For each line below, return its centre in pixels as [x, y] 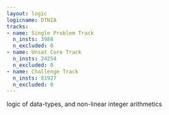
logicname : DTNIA [32, 20]
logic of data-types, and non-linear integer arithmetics [84, 104]
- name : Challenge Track [42, 71]
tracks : [18, 26]
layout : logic [27, 14]
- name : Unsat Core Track [44, 53]
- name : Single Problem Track [50, 33]
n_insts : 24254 [35, 59]
